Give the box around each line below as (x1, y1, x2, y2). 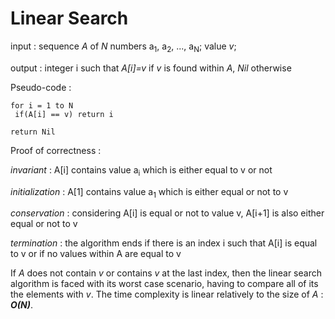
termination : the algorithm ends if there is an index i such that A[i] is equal (10, 237, 318, 249)
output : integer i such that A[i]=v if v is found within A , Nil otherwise (10, 62, 292, 74)
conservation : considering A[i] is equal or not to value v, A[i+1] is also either (10, 207, 325, 219)
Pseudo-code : (10, 81, 72, 93)
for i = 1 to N (10, 100, 74, 111)
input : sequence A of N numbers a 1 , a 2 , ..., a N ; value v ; (10, 40, 237, 54)
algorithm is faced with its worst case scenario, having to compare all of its (10, 278, 319, 290)
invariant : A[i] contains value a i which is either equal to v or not (10, 163, 273, 178)
